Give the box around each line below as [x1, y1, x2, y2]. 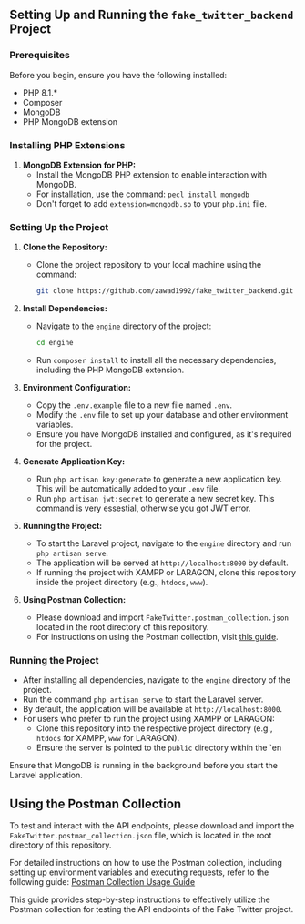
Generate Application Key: [22, 456, 126, 467]
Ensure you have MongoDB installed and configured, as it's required [36, 429, 292, 440]
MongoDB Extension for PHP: [22, 159, 137, 170]
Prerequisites [9, 49, 70, 62]
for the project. [36, 439, 93, 450]
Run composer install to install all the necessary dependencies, [36, 355, 277, 366]
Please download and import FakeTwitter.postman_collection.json [36, 612, 290, 623]
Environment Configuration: [22, 382, 132, 393]
